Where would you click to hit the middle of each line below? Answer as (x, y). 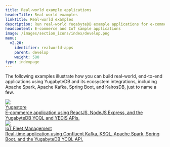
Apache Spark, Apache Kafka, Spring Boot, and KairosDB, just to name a (81, 87)
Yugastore (16, 107)
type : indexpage (22, 62)
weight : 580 (27, 57)
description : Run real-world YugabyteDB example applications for (77, 24)
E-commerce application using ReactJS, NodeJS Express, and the (74, 113)
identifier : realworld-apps (44, 48)
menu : (11, 39)
